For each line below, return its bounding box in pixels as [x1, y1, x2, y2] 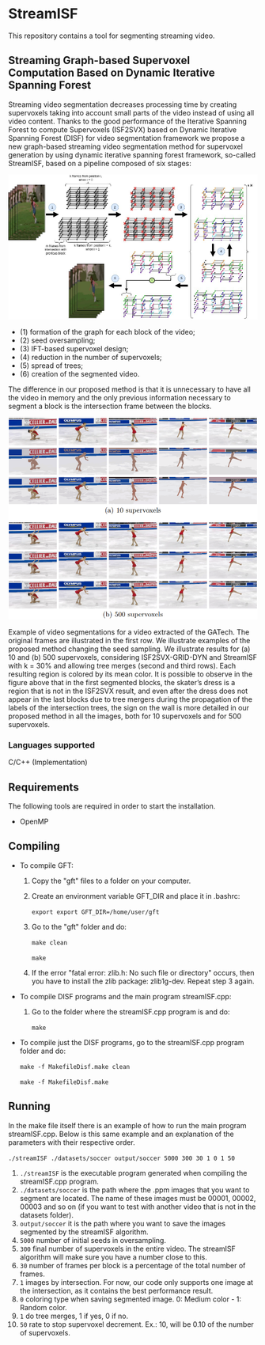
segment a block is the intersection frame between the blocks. [8, 401, 212, 411]
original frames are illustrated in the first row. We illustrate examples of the [8, 635, 251, 645]
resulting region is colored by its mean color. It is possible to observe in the [8, 669, 253, 679]
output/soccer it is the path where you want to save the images [19, 1218, 226, 1228]
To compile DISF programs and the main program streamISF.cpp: [19, 991, 232, 1001]
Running [8, 1100, 51, 1113]
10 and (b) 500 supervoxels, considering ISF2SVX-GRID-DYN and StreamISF [8, 652, 257, 661]
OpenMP [19, 816, 49, 827]
